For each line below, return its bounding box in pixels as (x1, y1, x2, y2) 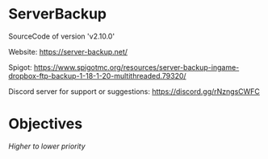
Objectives (8, 115, 83, 133)
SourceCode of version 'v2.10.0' (8, 31, 115, 41)
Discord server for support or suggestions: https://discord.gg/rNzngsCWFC (8, 86, 261, 96)
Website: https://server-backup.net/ (8, 47, 128, 56)
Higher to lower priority (8, 141, 86, 151)
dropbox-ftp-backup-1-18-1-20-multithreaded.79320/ (8, 71, 187, 80)
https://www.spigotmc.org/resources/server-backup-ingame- (33, 62, 240, 72)
